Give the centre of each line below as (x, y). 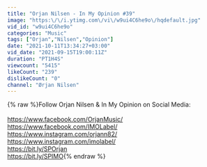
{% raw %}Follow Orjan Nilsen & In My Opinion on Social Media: (99, 104)
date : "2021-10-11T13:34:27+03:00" (59, 46)
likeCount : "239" (32, 72)
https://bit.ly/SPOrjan (37, 149)
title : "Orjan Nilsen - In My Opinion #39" (71, 14)
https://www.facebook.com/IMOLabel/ (62, 127)
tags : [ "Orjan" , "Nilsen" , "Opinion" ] (60, 40)
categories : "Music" (37, 33)
